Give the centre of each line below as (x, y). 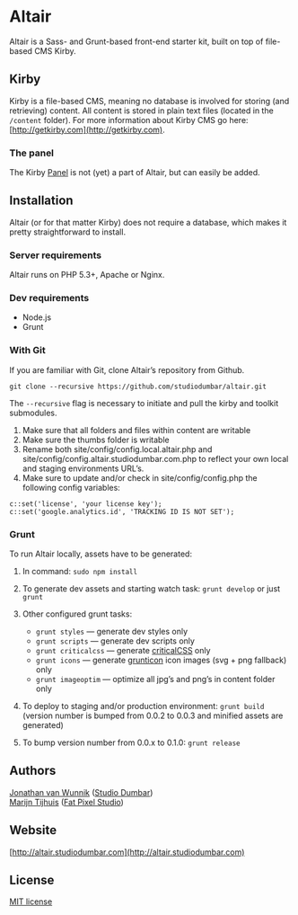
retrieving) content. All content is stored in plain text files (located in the (141, 111)
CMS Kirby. (55, 50)
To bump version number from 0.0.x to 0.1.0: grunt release (131, 742)
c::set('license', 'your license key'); (86, 504)
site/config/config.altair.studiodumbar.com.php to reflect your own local (155, 458)
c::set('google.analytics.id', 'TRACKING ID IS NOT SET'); (122, 511)
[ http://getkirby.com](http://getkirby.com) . (88, 129)
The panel (32, 153)
